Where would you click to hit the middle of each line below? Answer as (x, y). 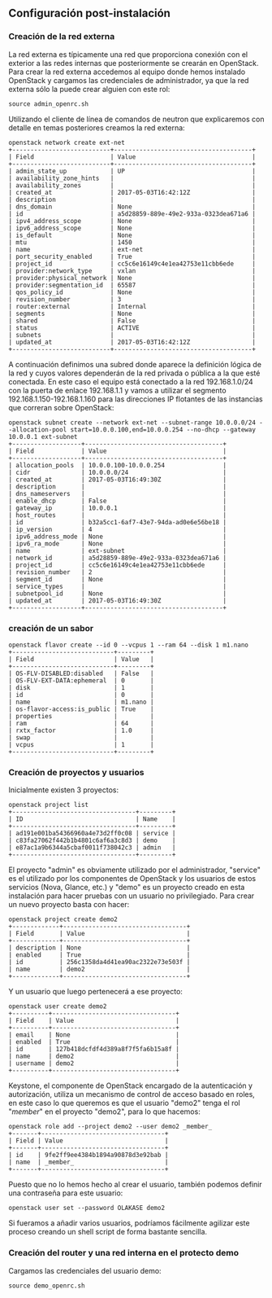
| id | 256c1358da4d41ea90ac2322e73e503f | (99, 963)
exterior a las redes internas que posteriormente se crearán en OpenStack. (134, 63)
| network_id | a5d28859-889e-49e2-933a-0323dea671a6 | (118, 558)
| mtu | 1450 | (132, 242)
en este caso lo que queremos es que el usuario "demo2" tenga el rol (125, 1103)
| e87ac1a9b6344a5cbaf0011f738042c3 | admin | (92, 848)
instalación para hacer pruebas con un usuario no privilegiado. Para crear (132, 896)
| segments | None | (132, 314)
